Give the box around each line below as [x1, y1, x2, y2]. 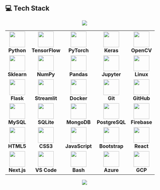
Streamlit [35, 95, 57, 102]
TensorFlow [31, 47, 61, 54]
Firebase [130, 118, 152, 125]
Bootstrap [99, 143, 124, 150]
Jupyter [101, 71, 121, 78]
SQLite [37, 118, 54, 125]
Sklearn [8, 71, 27, 78]
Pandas [69, 71, 88, 78]
